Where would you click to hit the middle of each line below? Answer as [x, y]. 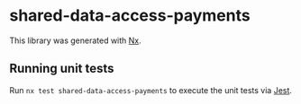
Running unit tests [62, 69]
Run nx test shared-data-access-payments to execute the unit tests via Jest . [151, 90]
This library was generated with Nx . [75, 40]
